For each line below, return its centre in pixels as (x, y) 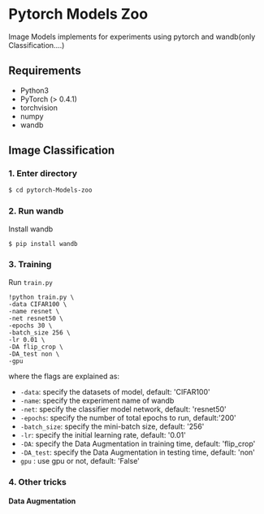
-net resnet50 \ (36, 318)
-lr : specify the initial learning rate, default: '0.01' (103, 434)
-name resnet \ (34, 311)
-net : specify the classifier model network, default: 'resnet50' (123, 409)
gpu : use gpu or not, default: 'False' (80, 460)
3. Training (30, 265)
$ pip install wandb (43, 244)
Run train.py (30, 282)
